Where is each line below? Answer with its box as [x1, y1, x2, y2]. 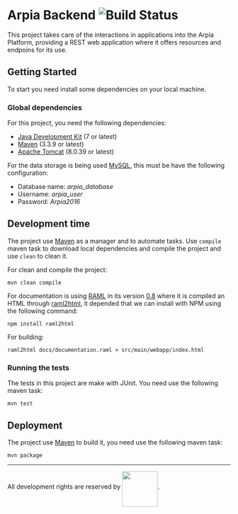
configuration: [7, 169, 48, 177]
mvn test [7, 400, 33, 407]
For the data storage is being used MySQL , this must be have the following [7, 161, 225, 170]
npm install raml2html [7, 320, 74, 327]
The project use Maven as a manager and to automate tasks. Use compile [7, 236, 222, 245]
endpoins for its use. [7, 45, 67, 54]
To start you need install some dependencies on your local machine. [7, 85, 207, 93]
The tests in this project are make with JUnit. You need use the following [7, 379, 218, 387]
